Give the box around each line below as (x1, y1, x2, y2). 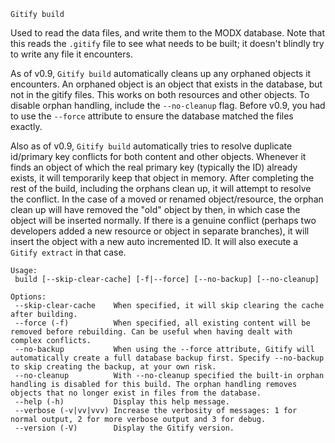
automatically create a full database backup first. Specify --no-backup (10, 353, 325, 363)
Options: (10, 292, 47, 302)
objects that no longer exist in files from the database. (10, 388, 262, 398)
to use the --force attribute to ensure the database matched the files (10, 110, 294, 122)
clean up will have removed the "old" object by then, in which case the (10, 204, 301, 215)
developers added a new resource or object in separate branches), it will (10, 225, 310, 237)
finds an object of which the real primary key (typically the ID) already (10, 161, 298, 173)
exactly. (10, 121, 43, 132)
